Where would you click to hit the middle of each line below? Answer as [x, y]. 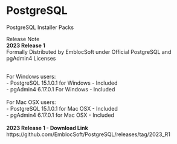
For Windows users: [31, 76]
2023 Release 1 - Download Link [47, 128]
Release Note [23, 39]
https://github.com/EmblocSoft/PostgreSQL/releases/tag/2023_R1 [88, 134]
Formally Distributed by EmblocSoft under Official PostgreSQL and [89, 51]
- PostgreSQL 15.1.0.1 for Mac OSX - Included [62, 108]
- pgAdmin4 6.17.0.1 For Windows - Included [61, 89]
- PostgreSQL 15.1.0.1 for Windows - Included [62, 83]
